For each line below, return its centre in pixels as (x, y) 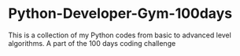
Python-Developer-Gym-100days (120, 14)
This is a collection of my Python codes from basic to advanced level (120, 35)
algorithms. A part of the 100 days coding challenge (92, 43)
